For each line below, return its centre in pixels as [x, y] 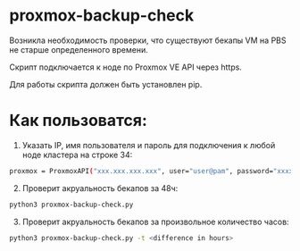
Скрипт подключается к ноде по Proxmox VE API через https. [126, 67]
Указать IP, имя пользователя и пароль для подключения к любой [149, 145]
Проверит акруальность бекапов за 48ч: [100, 188]
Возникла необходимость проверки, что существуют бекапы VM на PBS [148, 40]
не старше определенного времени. [79, 49]
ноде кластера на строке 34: [77, 155]
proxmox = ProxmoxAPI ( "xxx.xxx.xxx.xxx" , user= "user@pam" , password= [142, 171]
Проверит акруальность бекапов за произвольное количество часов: [155, 222]
